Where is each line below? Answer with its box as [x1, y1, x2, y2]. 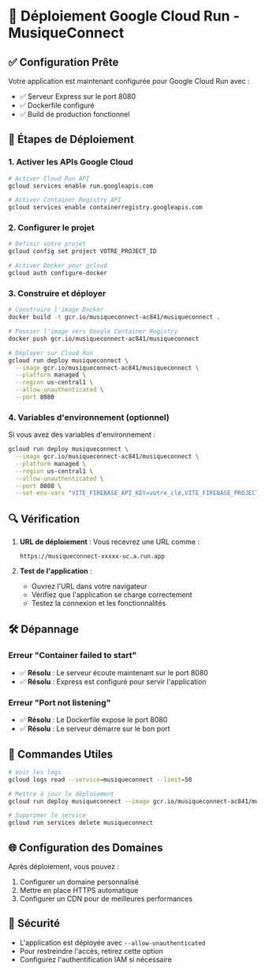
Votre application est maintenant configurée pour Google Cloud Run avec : [8, 77, 250, 85]
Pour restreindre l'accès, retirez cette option [19, 946, 163, 955]
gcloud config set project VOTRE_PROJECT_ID [8, 248, 157, 255]
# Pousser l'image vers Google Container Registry [8, 327, 178, 335]
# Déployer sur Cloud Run [8, 349, 93, 357]
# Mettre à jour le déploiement [8, 790, 114, 798]
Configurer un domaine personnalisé [19, 877, 140, 887]
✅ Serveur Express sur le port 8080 [19, 92, 136, 101]
